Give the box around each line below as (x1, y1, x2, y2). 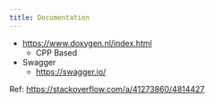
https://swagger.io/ (35, 66, 107, 77)
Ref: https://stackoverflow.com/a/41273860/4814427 (9, 83, 205, 94)
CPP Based (35, 47, 78, 58)
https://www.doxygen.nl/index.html (21, 38, 152, 48)
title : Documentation (9, 13, 90, 22)
